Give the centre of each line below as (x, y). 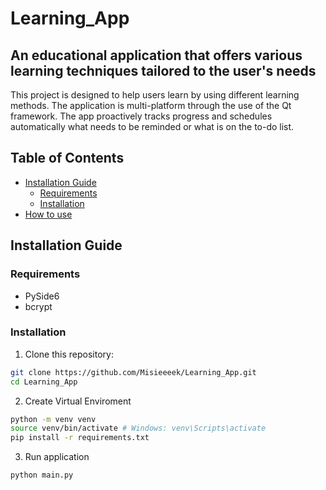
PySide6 (42, 296)
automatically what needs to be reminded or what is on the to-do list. (152, 126)
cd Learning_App (44, 382)
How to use (48, 214)
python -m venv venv (53, 419)
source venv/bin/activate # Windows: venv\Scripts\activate (138, 428)
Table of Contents (67, 158)
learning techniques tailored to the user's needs (163, 70)
